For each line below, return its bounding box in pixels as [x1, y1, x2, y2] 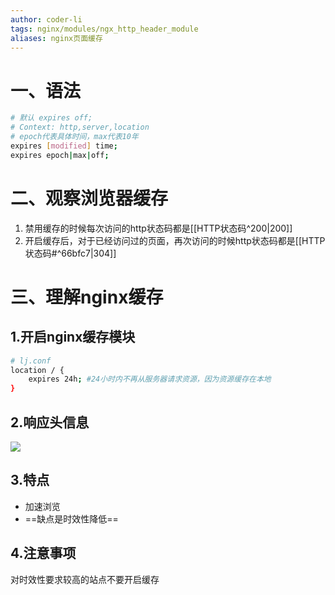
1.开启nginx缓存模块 [10, 329, 136, 346]
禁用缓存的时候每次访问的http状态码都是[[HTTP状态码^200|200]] [24, 222, 293, 234]
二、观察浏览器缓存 [10, 187, 169, 210]
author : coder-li [10, 14, 83, 25]
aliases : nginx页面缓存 [10, 33, 103, 43]
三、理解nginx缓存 [10, 286, 164, 308]
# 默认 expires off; [10, 113, 93, 123]
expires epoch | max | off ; [10, 150, 110, 160]
